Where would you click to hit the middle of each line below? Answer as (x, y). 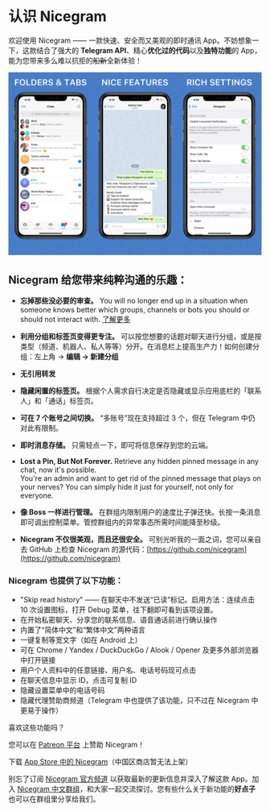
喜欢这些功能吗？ (37, 728)
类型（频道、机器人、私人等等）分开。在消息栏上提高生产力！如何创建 (136, 346)
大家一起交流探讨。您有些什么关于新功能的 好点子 (174, 789)
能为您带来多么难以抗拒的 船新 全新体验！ (75, 60)
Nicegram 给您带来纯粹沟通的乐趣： (98, 280)
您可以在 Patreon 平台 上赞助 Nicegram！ (77, 745)
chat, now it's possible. (58, 470)
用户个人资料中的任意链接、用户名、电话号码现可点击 (108, 670)
